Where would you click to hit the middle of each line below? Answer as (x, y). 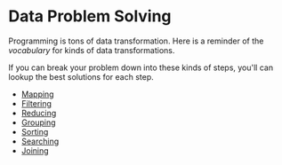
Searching (40, 141)
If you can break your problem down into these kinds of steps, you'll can (141, 67)
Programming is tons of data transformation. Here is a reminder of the (136, 41)
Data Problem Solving (90, 16)
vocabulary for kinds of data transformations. (92, 50)
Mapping (37, 94)
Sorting (35, 131)
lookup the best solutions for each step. (81, 76)
